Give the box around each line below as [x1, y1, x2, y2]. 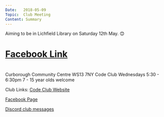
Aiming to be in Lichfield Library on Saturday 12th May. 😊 [5, 31, 125, 37]
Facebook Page [5, 96, 38, 102]
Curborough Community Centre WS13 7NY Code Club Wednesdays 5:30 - [5, 71, 159, 77]
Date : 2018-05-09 [5, 7, 46, 13]
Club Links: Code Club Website [5, 86, 70, 92]
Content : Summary [5, 17, 42, 22]
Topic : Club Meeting [5, 12, 51, 17]
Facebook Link [5, 48, 68, 60]
